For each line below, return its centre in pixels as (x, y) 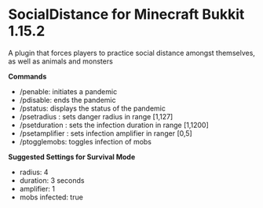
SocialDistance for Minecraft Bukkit (126, 15)
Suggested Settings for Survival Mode (72, 157)
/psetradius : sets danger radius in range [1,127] (96, 116)
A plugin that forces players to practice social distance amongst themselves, (131, 53)
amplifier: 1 (37, 188)
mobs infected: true (51, 197)
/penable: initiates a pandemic (68, 91)
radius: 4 (34, 172)
